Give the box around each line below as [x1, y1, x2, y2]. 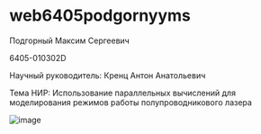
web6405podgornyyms [9, 5, 192, 26]
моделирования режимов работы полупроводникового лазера [9, 96, 252, 108]
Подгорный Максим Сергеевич [9, 35, 130, 46]
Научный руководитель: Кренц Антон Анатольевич [9, 69, 206, 81]
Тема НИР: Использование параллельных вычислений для [9, 87, 237, 98]
